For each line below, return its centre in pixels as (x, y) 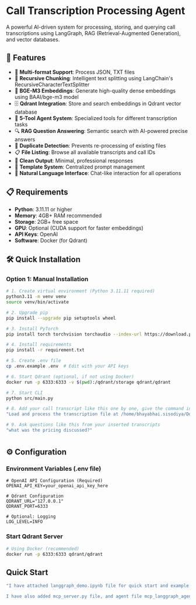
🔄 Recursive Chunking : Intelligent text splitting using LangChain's (94, 78)
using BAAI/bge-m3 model (46, 97)
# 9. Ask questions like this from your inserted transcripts (83, 425)
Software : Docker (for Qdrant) (51, 240)
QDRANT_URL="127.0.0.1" (35, 501)
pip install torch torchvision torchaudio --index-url (74, 334)
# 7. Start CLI (24, 393)
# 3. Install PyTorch (32, 329)
